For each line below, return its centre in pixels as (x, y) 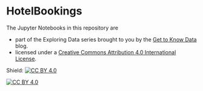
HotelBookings (44, 11)
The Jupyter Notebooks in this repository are (62, 28)
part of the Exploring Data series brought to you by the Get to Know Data (106, 39)
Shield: (15, 70)
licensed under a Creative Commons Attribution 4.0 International (95, 52)
